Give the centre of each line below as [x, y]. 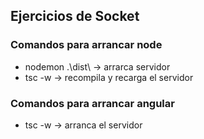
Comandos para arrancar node [86, 45]
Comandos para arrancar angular [92, 103]
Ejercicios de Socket [75, 16]
